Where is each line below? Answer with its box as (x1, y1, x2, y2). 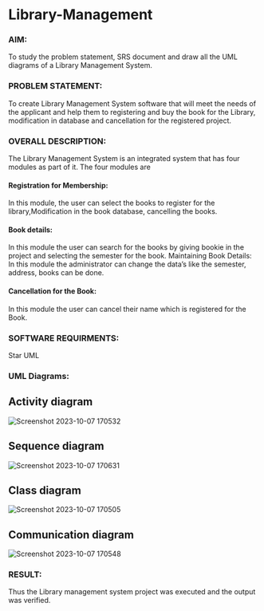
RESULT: (8, 569, 42, 580)
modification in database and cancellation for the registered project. (8, 116, 232, 125)
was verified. (8, 596, 51, 605)
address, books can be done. (8, 268, 104, 278)
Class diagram (8, 483, 81, 497)
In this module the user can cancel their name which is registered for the (8, 304, 246, 313)
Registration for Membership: (8, 180, 108, 190)
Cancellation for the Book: (8, 286, 97, 296)
